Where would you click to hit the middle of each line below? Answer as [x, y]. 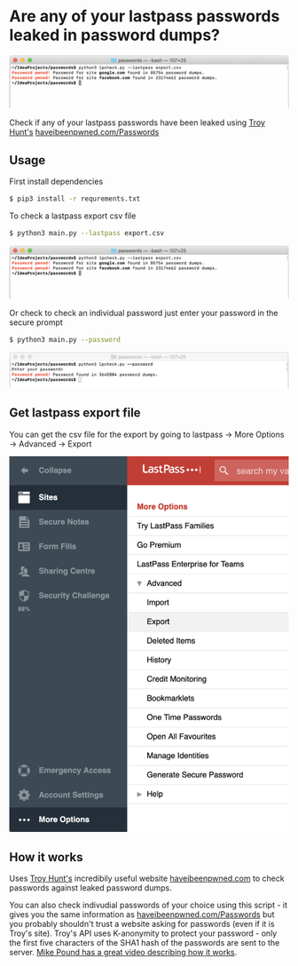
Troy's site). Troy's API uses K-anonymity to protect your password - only [143, 933]
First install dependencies [56, 182]
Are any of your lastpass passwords [145, 16]
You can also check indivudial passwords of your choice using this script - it [149, 905]
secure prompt [36, 322]
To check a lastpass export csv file [73, 216]
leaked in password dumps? [114, 35]
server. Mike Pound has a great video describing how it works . [123, 952]
